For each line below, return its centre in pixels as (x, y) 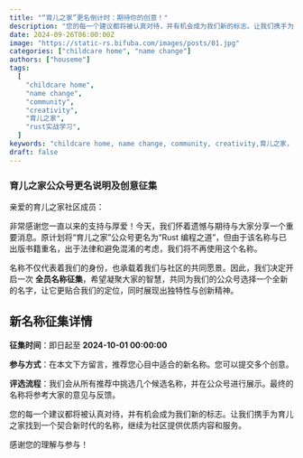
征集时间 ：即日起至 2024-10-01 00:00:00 (88, 345)
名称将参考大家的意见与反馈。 (64, 395)
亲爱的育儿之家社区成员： (57, 206)
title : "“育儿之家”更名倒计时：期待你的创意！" (89, 18)
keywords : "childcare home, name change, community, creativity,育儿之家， (151, 144)
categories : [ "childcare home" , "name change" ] (101, 51)
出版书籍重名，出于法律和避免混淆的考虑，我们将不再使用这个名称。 (136, 248)
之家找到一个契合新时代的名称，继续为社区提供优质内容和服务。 (128, 425)
